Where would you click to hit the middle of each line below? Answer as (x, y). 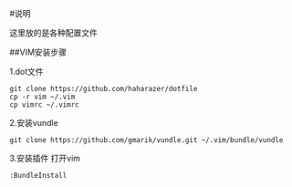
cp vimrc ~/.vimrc (44, 105)
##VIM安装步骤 (38, 52)
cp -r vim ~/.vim (42, 97)
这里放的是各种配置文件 (53, 33)
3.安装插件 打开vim (45, 158)
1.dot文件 (26, 72)
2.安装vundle (34, 123)
